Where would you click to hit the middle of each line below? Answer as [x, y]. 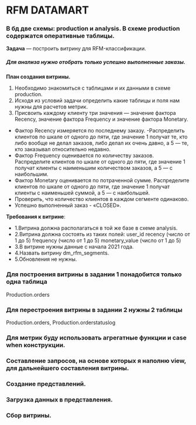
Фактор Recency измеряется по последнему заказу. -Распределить [100, 131]
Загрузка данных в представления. [59, 399]
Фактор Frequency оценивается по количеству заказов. [84, 155]
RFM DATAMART [48, 10]
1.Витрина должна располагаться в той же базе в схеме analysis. [96, 228]
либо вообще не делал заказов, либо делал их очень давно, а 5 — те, [102, 143]
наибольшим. [31, 174]
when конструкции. [36, 345]
